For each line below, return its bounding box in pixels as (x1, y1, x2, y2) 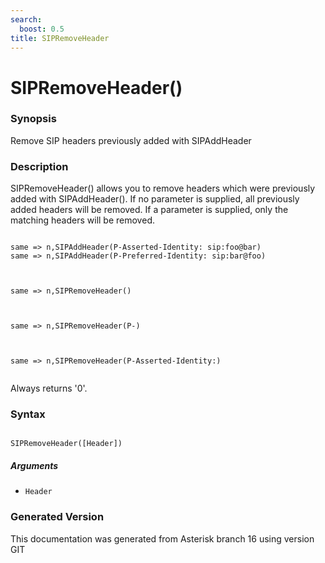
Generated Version (10, 510, 105, 524)
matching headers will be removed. (10, 214, 155, 226)
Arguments (10, 460, 59, 472)
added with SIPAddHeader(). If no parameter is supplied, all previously (10, 193, 300, 205)
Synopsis (10, 112, 57, 126)
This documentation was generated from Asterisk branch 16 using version (10, 532, 315, 545)
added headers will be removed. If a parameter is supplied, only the (10, 204, 289, 216)
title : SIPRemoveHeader (10, 33, 110, 43)
